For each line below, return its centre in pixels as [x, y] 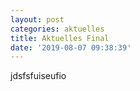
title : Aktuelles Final [60, 38]
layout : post [37, 19]
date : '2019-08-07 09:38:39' [71, 47]
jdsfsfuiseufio [38, 76]
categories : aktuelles [57, 29]
